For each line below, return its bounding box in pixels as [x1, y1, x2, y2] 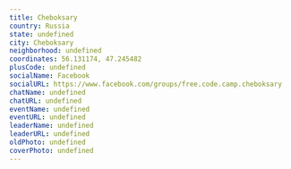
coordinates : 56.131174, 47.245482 [9, 55, 142, 63]
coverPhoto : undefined [9, 146, 94, 155]
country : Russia [9, 21, 70, 30]
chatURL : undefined [9, 96, 82, 106]
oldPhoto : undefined [9, 138, 87, 147]
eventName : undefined [9, 105, 90, 114]
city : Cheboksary [9, 38, 74, 47]
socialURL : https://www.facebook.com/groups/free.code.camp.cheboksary [9, 80, 282, 89]
